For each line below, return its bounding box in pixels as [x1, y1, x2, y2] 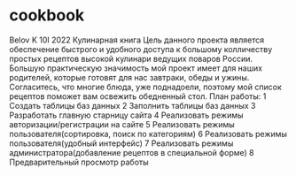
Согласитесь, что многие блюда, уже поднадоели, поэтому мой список [9, 81, 282, 92]
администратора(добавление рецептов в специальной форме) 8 [9, 147, 254, 157]
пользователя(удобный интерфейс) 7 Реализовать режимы [9, 138, 234, 149]
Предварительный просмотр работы [9, 157, 149, 167]
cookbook [9, 5, 85, 26]
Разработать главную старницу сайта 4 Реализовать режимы [9, 110, 244, 120]
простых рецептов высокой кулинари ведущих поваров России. [9, 53, 253, 64]
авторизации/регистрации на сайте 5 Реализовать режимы [9, 119, 235, 129]
